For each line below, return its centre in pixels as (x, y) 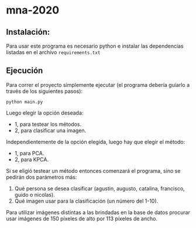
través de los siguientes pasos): (44, 91)
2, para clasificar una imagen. (50, 130)
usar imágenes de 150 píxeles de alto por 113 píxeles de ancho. (82, 219)
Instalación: (28, 32)
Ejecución (25, 71)
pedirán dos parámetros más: (42, 177)
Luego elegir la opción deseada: (45, 113)
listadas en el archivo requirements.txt (53, 52)
